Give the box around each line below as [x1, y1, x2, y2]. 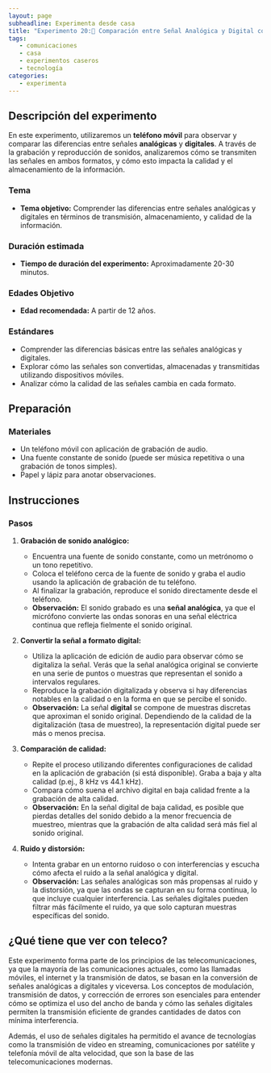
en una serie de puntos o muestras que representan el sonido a [31, 668, 244, 678]
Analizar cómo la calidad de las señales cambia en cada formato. [19, 378, 236, 388]
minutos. [19, 267, 50, 277]
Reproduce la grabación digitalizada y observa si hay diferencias [31, 685, 248, 695]
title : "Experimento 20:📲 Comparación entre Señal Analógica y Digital [8, 27, 254, 35]
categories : [8, 72, 48, 80]
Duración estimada [8, 240, 85, 252]
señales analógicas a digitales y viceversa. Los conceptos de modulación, [8, 981, 254, 991]
